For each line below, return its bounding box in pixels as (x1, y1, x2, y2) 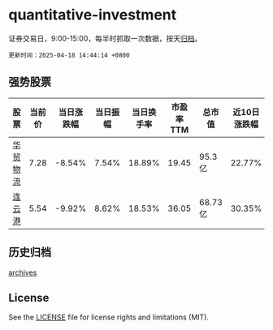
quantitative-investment (8, 6, 177, 24)
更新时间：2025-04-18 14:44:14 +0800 (8, 51, 130, 59)
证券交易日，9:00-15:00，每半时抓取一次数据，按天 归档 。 (8, 33, 202, 43)
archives (8, 268, 37, 277)
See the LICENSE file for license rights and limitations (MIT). (8, 312, 210, 322)
